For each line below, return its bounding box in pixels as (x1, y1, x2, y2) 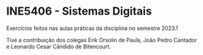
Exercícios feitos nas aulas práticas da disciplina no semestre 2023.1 (6, 24, 179, 32)
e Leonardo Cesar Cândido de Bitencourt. (6, 43, 111, 50)
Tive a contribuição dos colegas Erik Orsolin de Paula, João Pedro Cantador (6, 36, 197, 43)
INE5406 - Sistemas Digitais (6, 4, 152, 18)
